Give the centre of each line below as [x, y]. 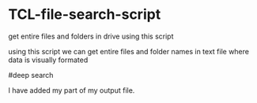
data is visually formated [48, 60]
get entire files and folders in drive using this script [91, 36]
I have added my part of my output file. [72, 90]
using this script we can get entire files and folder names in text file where [128, 51]
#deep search [31, 75]
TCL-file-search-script [85, 15]
